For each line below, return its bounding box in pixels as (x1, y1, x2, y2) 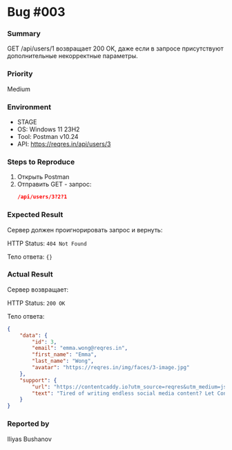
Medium (7, 84, 31, 93)
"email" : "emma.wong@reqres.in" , (32, 345, 128, 352)
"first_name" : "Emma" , (32, 351, 97, 358)
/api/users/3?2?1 (17, 194, 68, 200)
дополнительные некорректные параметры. (7, 52, 138, 60)
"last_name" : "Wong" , (32, 357, 95, 365)
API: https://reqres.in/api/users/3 (17, 140, 111, 149)
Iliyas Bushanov (7, 435, 52, 443)
